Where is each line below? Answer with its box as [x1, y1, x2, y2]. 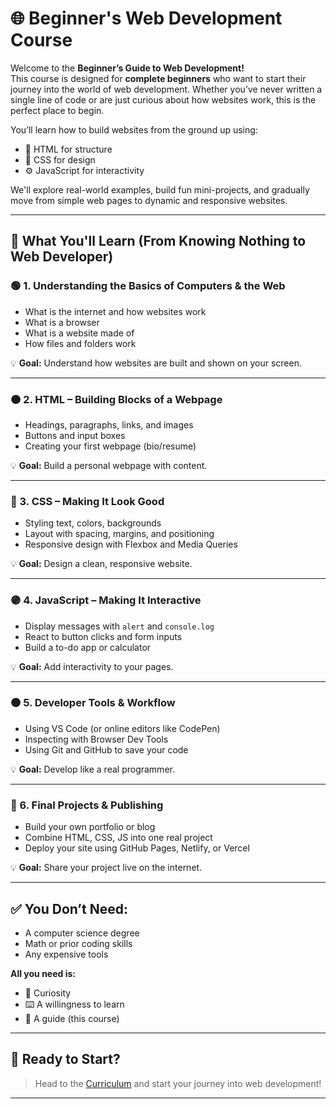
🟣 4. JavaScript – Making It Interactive [10, 593, 202, 607]
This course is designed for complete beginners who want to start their [10, 72, 307, 84]
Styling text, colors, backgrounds [24, 517, 162, 529]
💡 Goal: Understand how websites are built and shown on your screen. [10, 357, 302, 369]
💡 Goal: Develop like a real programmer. [10, 763, 175, 775]
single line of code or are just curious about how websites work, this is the [10, 93, 317, 106]
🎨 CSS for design [24, 153, 96, 166]
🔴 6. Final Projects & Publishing [10, 798, 164, 812]
